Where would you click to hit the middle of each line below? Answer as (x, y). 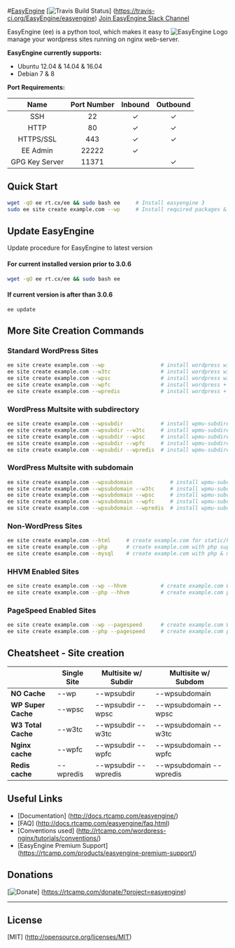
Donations (30, 875)
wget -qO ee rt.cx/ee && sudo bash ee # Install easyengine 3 (106, 203)
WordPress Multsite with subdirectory (73, 409)
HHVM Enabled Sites (43, 572)
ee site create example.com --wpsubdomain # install (103, 482)
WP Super (28, 705)
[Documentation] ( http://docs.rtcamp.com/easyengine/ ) (98, 816)
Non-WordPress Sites (45, 526)
